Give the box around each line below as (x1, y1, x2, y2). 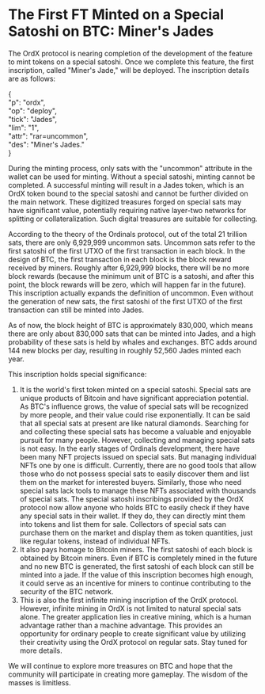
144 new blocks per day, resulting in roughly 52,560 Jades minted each (8, 345, 241, 355)
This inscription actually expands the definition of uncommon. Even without (8, 288, 254, 298)
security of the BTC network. (19, 586, 114, 596)
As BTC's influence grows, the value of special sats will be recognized (19, 402, 249, 411)
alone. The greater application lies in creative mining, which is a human (19, 612, 252, 621)
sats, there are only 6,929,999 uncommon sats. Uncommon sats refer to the (8, 238, 256, 247)
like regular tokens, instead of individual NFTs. (19, 536, 171, 546)
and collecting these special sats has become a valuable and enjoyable (19, 426, 252, 437)
